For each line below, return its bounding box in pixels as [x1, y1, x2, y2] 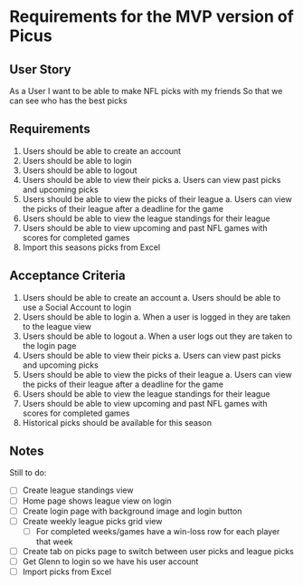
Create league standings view [22, 485, 134, 495]
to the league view [22, 321, 92, 331]
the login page [22, 340, 77, 351]
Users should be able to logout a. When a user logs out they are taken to [22, 331, 293, 341]
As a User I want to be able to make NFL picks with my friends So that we [9, 86, 283, 96]
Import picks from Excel [22, 566, 111, 577]
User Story [9, 62, 71, 77]
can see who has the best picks [9, 95, 128, 106]
